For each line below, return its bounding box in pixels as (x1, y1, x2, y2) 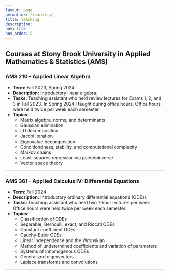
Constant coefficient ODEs (20, 226, 76, 232)
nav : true (5, 26, 26, 31)
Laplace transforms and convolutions (20, 259, 98, 265)
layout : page (5, 7, 33, 13)
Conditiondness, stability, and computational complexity (20, 144, 138, 150)
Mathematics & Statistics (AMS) (5, 58, 108, 66)
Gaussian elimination (20, 122, 64, 128)
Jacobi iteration (20, 133, 53, 139)
